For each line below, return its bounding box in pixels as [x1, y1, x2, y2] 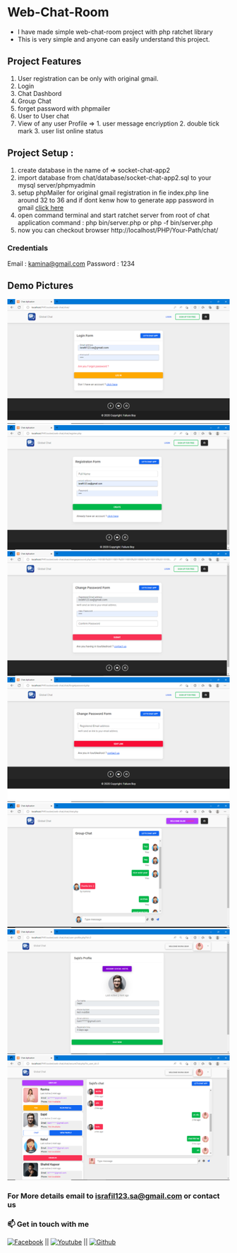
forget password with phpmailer [17, 104, 111, 113]
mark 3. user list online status [17, 126, 104, 135]
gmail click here [17, 203, 64, 212]
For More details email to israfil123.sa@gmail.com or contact [7, 1191, 220, 1201]
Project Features [7, 56, 82, 68]
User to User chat [17, 111, 69, 120]
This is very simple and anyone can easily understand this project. [17, 35, 210, 43]
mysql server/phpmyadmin [17, 181, 96, 189]
